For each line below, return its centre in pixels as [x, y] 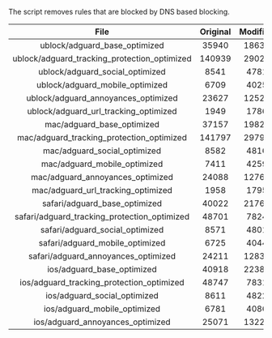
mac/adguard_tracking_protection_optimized [102, 137]
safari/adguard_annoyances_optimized [102, 256]
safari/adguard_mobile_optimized [102, 243]
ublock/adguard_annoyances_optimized [102, 98]
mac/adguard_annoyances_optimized [102, 177]
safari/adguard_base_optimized [102, 203]
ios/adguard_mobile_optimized [102, 309]
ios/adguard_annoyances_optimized [102, 322]
